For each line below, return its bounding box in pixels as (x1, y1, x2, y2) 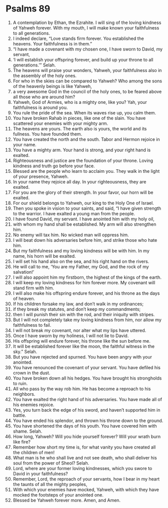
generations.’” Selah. (12, 62, 56, 68)
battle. (12, 412, 26, 418)
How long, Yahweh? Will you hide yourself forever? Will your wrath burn (12, 433, 161, 440)
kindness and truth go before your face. (12, 163, 95, 169)
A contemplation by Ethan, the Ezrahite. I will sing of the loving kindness (12, 19, 161, 25)
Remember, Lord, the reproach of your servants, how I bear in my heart (12, 476, 160, 482)
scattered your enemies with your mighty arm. (12, 120, 108, 126)
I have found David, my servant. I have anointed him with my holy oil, (12, 216, 154, 222)
